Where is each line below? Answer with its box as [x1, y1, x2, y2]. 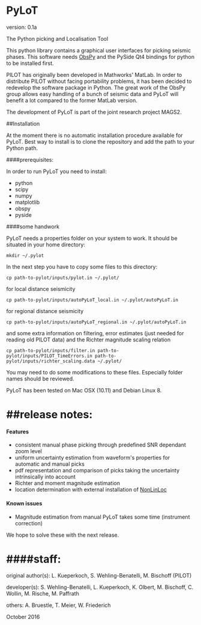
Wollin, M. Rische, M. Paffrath [6, 590, 79, 597]
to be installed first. [6, 59, 54, 67]
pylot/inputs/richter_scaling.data [6, 358, 95, 364]
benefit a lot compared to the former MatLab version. [6, 97, 138, 104]
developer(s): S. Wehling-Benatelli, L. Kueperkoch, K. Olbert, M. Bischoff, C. [6, 584, 194, 591]
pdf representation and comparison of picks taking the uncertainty [14, 467, 180, 474]
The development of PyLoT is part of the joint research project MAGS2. [6, 108, 182, 115]
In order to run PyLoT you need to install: [6, 168, 107, 175]
